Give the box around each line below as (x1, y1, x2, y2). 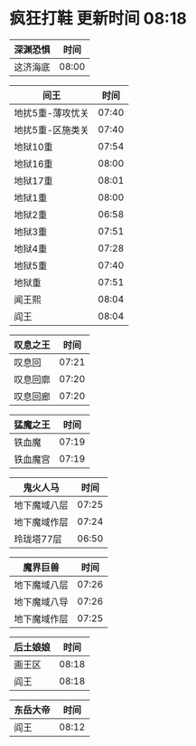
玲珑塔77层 (14, 532, 62, 545)
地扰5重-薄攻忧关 (14, 106, 89, 119)
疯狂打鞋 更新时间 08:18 (9, 8, 188, 29)
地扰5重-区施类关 (14, 123, 89, 136)
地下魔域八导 (14, 595, 70, 607)
